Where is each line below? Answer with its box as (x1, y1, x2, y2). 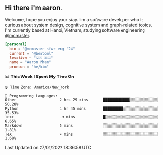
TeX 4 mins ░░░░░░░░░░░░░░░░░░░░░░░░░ (5, 132, 159, 137)
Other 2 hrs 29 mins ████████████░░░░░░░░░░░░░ (5, 97, 159, 103)
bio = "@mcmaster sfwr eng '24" (9, 46, 76, 51)
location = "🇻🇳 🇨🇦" (9, 56, 53, 60)
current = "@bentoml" (9, 51, 54, 56)
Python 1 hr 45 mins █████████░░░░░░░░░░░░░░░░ (5, 106, 159, 111)
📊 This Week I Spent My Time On (5, 74, 74, 79)
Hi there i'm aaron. (5, 4, 62, 12)
